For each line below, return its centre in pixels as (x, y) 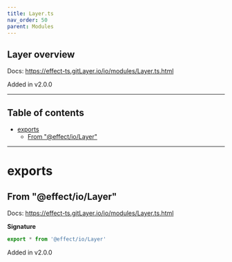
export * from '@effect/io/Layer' (57, 239)
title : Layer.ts (30, 13)
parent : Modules (30, 26)
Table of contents (46, 112)
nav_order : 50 (28, 20)
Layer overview (41, 54)
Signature (22, 226)
